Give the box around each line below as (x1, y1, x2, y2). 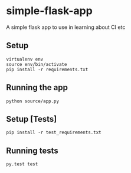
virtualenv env (6, 56, 44, 62)
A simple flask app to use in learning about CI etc (6, 24, 126, 31)
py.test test (6, 161, 38, 167)
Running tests (6, 145, 59, 155)
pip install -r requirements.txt (6, 66, 89, 72)
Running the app (6, 82, 68, 92)
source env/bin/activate (6, 61, 67, 67)
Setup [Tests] (6, 114, 57, 124)
